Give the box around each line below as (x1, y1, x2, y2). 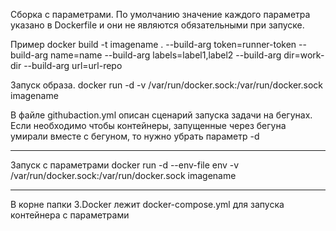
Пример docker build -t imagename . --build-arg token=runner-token (10, 39, 297, 50)
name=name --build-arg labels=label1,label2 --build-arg (50, 49, 282, 61)
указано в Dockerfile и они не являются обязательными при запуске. (10, 19, 305, 31)
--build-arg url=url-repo (23, 60, 123, 71)
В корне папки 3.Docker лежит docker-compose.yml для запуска (10, 199, 285, 210)
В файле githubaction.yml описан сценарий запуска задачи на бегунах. (10, 109, 313, 121)
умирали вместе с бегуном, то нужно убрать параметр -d (10, 130, 260, 142)
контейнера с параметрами (10, 209, 130, 221)
